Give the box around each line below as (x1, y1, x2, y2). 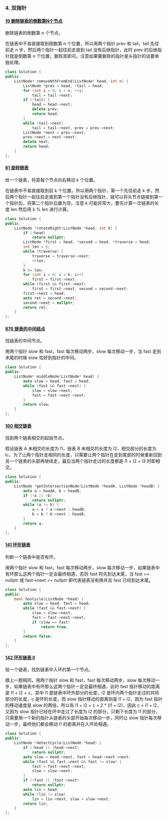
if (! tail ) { (23, 97, 50, 102)
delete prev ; (31, 107, 59, 112)
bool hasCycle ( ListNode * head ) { (14, 596, 84, 601)
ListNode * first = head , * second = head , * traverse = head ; (23, 240, 151, 245)
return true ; (40, 624, 68, 629)
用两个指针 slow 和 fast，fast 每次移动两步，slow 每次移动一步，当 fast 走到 (5, 349, 161, 355)
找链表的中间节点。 (5, 338, 45, 344)
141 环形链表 (5, 542, 31, 548)
